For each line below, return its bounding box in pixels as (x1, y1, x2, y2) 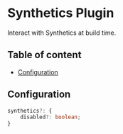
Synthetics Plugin (7, 5, 114, 21)
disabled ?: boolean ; (20, 113, 81, 121)
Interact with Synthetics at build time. (7, 28, 117, 37)
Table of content (7, 49, 82, 61)
